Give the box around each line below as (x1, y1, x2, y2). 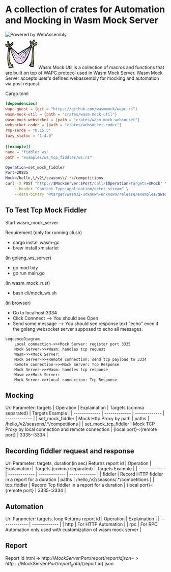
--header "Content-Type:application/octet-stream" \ (14, 187, 129, 192)
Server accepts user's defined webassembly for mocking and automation (5, 75, 159, 81)
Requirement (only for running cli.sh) (5, 229, 82, 236)
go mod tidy (12, 264, 38, 270)
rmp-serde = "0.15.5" (5, 128, 51, 133)
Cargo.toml (5, 90, 29, 97)
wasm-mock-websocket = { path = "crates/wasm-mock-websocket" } (5, 117, 140, 122)
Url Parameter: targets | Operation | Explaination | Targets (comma (5, 405, 144, 411)
